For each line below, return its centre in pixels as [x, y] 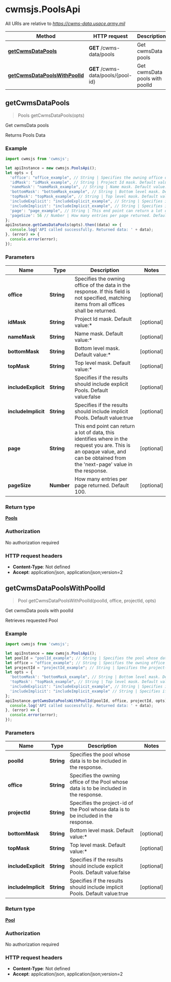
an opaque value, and [100, 451]
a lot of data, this [94, 433]
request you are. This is [103, 445]
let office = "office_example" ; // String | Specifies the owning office [85, 663]
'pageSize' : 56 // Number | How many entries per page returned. [81, 215]
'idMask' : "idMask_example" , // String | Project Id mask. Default [83, 182]
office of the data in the [103, 285]
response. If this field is [102, 292]
